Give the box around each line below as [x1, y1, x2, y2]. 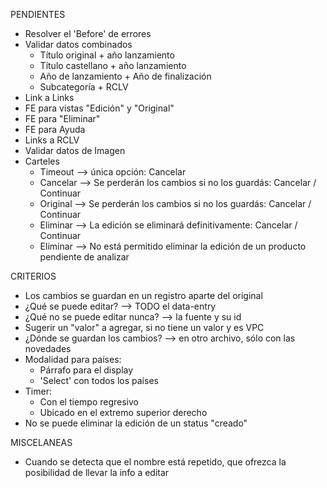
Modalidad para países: [24, 354, 122, 365]
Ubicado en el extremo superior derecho [39, 407, 208, 418]
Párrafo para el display [39, 364, 134, 376]
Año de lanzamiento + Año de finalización [39, 70, 212, 82]
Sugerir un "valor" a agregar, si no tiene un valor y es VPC [24, 322, 265, 333]
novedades [24, 343, 72, 354]
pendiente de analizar [39, 251, 130, 263]
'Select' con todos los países [39, 375, 159, 386]
